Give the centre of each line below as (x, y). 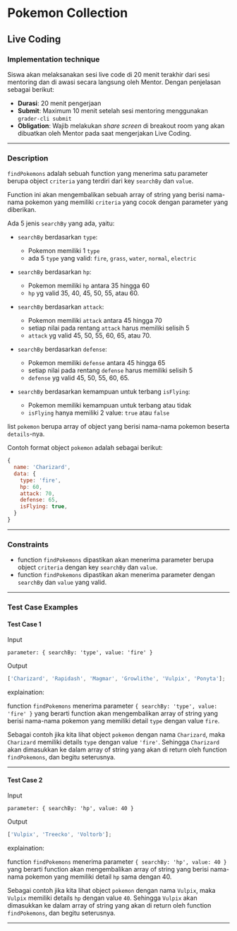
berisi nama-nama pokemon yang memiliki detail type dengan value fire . (114, 721)
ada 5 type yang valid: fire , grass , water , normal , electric (112, 259)
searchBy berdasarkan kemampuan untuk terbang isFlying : (104, 392)
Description (28, 158)
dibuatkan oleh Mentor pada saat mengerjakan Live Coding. (104, 133)
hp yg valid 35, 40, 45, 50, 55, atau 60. (84, 293)
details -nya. (26, 434)
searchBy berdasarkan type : (57, 237)
